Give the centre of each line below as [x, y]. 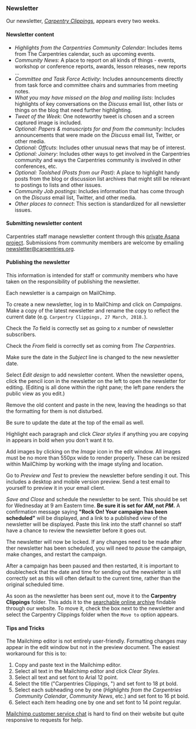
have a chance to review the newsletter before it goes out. [76, 530]
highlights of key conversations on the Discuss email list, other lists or [99, 103]
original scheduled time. [35, 584]
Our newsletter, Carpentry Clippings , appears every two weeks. [83, 21]
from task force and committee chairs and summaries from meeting [96, 85]
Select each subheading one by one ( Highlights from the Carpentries [98, 690]
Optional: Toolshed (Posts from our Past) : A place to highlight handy [97, 172]
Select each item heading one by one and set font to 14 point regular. [98, 703]
